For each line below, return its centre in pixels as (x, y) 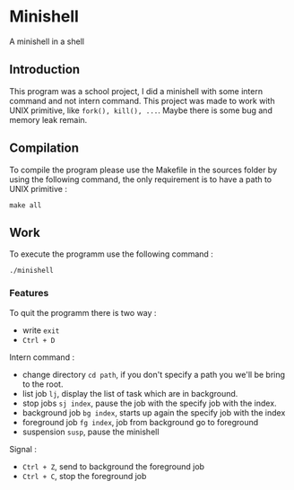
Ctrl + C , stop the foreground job (84, 476)
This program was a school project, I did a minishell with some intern (136, 91)
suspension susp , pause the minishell (91, 432)
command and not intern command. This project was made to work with (142, 101)
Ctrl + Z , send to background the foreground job (113, 466)
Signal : (23, 449)
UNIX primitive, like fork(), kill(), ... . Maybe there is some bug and (141, 110)
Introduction (45, 70)
